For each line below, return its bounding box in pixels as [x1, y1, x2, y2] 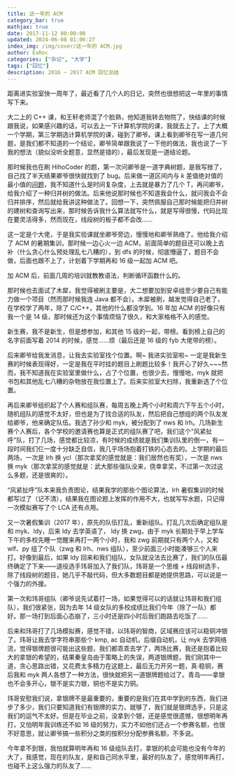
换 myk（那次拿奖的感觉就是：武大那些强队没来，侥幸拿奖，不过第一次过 [7, 462, 218, 470]
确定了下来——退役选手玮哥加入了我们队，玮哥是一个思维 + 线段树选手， [13, 562, 224, 570]
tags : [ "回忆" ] [7, 62, 50, 69]
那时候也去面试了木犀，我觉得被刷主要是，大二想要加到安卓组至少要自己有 [7, 286, 222, 294]
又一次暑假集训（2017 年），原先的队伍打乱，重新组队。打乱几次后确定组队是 [7, 518, 228, 526]
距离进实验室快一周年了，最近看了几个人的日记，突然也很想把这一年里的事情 [7, 89, 228, 97]
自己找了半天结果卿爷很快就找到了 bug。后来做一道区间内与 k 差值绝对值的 [7, 171, 223, 179]
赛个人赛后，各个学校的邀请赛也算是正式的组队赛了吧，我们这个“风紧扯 [7, 427, 213, 435]
